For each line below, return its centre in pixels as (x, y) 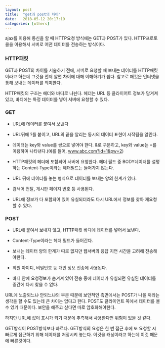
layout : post (19, 10)
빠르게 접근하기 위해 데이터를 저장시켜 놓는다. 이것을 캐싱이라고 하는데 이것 (77, 335)
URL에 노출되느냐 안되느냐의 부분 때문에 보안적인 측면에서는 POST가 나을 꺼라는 (82, 295)
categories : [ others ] (27, 24)
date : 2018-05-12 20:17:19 (35, 19)
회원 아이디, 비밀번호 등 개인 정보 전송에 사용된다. (60, 268)
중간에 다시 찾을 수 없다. (35, 285)
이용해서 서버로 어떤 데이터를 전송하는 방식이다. (60, 45)
